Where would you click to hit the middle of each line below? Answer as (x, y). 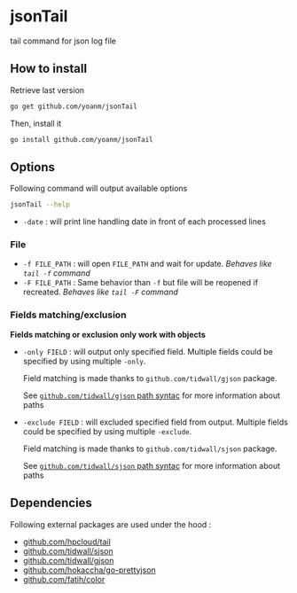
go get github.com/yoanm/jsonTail (74, 106)
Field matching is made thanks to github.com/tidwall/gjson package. (150, 378)
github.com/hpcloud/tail (67, 542)
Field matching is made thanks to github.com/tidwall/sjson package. (150, 449)
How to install (49, 69)
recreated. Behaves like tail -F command (100, 292)
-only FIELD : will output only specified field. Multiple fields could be (148, 351)
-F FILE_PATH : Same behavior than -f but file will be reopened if (141, 283)
